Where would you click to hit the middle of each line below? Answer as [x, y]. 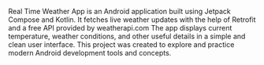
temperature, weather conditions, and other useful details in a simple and [127, 36]
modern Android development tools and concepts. [90, 53]
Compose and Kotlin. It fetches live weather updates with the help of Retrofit [132, 20]
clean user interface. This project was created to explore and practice [121, 45]
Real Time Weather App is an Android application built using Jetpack [119, 11]
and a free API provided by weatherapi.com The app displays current [120, 28]
